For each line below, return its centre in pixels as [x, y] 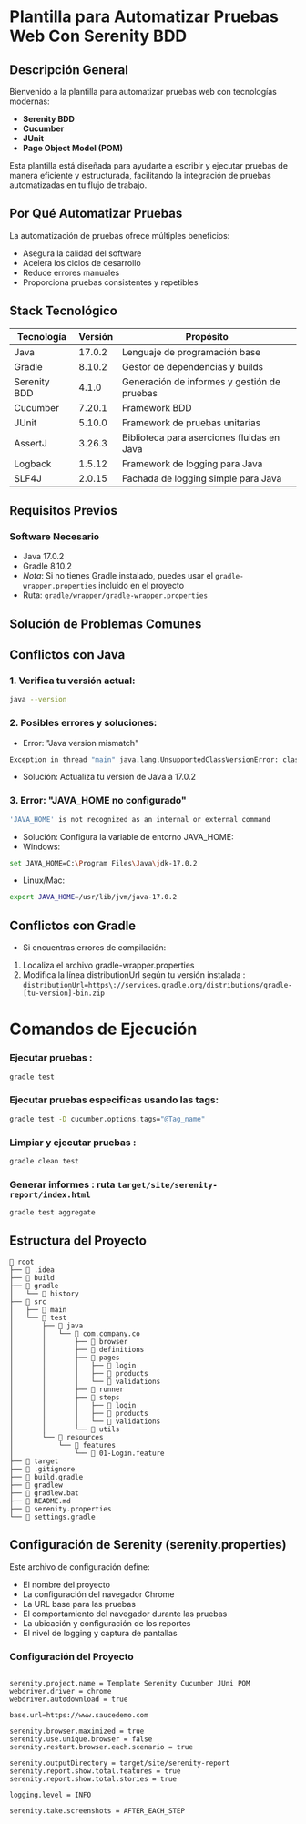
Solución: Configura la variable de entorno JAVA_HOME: [128, 836]
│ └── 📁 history [44, 1294]
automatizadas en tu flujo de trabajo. [78, 185]
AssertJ [31, 443]
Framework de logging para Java [192, 464]
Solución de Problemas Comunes [106, 624]
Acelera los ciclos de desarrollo [82, 262]
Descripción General [69, 70]
